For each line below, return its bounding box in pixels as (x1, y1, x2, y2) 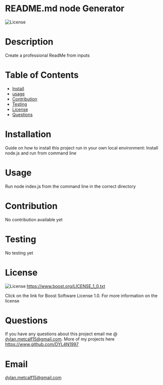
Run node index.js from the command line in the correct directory (5, 183, 136, 189)
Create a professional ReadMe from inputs (5, 52, 90, 58)
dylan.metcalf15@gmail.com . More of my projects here (5, 336, 115, 342)
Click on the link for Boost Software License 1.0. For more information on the (5, 293, 158, 299)
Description (5, 36, 54, 47)
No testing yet (5, 250, 33, 256)
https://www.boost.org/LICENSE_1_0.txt (26, 283, 106, 289)
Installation (5, 129, 52, 140)
